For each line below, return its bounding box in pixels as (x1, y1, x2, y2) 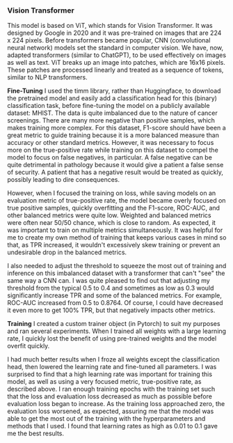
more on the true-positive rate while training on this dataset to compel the (7, 146, 219, 155)
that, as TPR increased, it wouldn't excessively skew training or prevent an (7, 241, 220, 249)
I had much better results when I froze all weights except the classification (7, 355, 220, 364)
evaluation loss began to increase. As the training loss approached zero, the (7, 400, 225, 408)
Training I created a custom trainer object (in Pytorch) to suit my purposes (7, 320, 220, 328)
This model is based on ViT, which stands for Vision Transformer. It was (7, 22, 214, 30)
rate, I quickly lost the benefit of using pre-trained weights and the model (7, 334, 217, 343)
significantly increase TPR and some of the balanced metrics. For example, (7, 291, 223, 300)
